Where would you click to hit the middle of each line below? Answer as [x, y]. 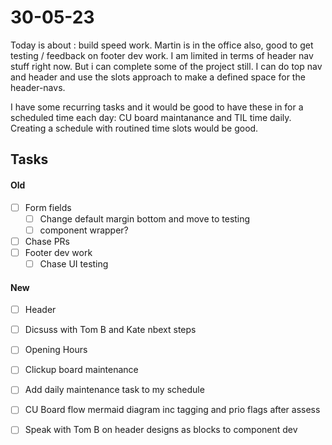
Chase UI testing [74, 263]
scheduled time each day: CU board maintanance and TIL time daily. [151, 117]
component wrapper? [84, 230]
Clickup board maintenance [81, 370]
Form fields [48, 207]
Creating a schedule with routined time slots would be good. [134, 128]
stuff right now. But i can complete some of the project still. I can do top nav [166, 66]
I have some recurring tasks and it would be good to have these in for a [157, 107]
